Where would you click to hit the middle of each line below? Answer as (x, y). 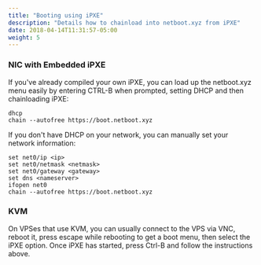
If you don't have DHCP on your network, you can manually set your (118, 134)
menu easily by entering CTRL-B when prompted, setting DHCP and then (126, 90)
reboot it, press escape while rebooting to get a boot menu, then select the (129, 237)
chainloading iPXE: (39, 98)
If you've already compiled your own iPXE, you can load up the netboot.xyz (130, 82)
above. (19, 253)
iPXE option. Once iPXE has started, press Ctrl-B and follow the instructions (130, 245)
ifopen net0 (28, 185)
